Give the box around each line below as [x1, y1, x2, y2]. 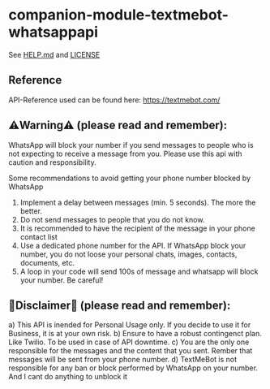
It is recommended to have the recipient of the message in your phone [19, 223, 255, 233]
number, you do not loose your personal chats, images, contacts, [19, 249, 238, 259]
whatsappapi [8, 23, 99, 41]
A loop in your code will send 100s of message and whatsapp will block [19, 266, 259, 276]
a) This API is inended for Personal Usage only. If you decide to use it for [8, 320, 251, 330]
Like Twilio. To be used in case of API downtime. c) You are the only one [8, 337, 250, 347]
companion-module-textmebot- [8, 6, 229, 24]
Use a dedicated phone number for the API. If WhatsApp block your [19, 240, 246, 250]
